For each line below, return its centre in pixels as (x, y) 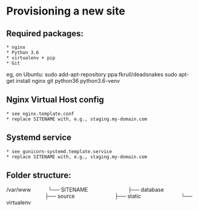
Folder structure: (39, 176)
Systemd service (39, 138)
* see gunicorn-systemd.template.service (59, 151)
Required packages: (45, 34)
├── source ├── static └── (118, 196)
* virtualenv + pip (31, 58)
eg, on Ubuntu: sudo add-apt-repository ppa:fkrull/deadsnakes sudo (92, 74)
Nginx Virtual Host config (55, 100)
